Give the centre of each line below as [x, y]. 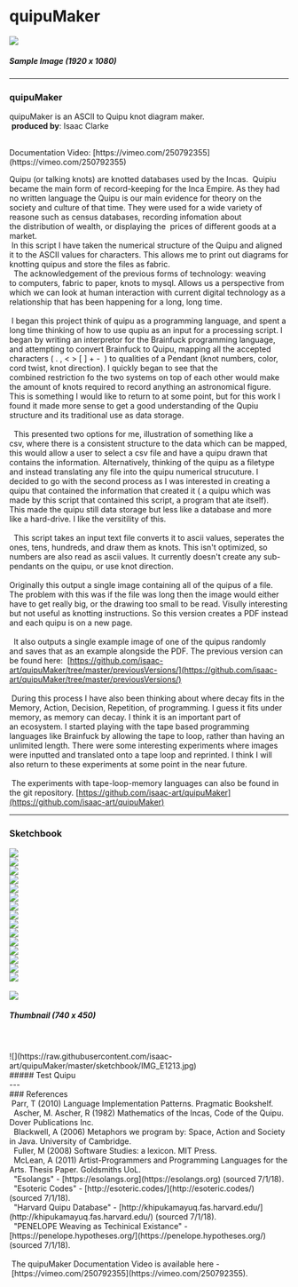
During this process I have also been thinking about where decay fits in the [148, 698]
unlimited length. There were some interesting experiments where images [144, 746]
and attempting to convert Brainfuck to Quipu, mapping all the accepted [141, 349]
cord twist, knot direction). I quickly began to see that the [114, 368]
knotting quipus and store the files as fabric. [90, 265]
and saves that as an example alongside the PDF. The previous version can [146, 651]
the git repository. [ [44, 793]
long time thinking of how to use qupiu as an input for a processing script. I [146, 330]
